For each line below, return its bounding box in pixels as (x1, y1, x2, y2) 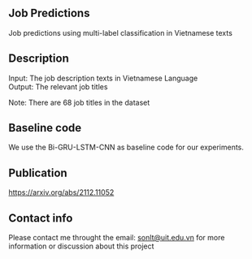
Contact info (8, 211, 73, 225)
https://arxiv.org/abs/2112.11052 (8, 188, 115, 197)
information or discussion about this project (8, 241, 154, 251)
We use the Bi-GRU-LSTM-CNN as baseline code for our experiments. (8, 142, 244, 153)
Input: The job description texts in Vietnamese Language (8, 73, 198, 83)
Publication (8, 166, 67, 179)
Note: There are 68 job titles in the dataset (8, 97, 150, 107)
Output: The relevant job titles (8, 81, 108, 92)
